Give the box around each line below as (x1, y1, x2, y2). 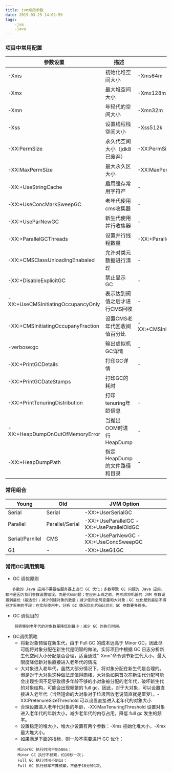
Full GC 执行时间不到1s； (17, 758, 68, 763)
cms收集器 (105, 205, 131, 212)
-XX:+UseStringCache (8, 184, 62, 191)
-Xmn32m (137, 107, 163, 114)
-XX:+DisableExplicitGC (8, 277, 66, 284)
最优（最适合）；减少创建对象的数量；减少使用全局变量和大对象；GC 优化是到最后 (12, 597, 159, 603)
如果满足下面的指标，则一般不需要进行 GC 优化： (20, 736, 124, 742)
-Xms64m (137, 72, 163, 79)
